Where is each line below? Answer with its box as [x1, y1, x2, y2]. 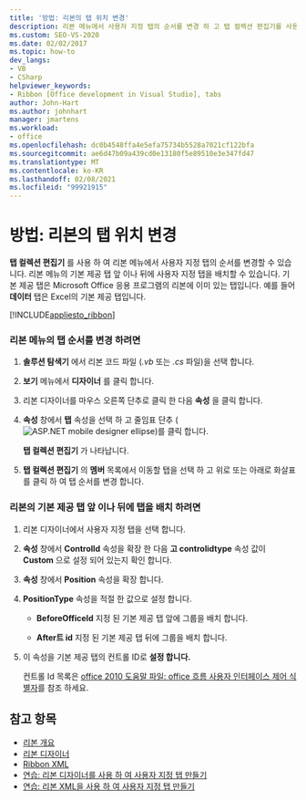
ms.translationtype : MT [9, 157, 100, 167]
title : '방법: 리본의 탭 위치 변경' [9, 13, 129, 23]
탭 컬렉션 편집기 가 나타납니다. [22, 445, 129, 456]
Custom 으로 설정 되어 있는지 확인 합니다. [22, 554, 173, 566]
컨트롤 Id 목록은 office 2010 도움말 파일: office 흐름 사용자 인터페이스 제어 [22, 670, 288, 681]
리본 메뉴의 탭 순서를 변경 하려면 [9, 334, 141, 347]
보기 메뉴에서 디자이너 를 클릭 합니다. [22, 376, 155, 387]
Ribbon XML [22, 759, 70, 770]
